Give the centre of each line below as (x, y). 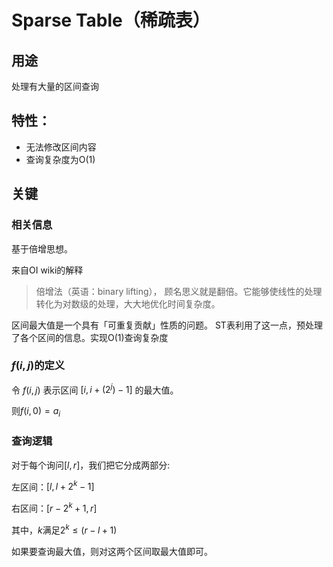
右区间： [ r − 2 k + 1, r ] (54, 507)
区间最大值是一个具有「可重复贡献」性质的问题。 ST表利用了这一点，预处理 (167, 325)
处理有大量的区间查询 (55, 86)
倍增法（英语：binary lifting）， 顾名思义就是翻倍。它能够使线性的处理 (179, 291)
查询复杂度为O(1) (60, 159)
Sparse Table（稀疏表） (111, 20)
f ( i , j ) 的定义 (38, 366)
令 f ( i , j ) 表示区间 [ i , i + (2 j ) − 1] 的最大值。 (95, 389)
